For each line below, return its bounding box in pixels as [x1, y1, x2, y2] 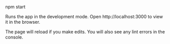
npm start [5, 4, 26, 10]
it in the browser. [5, 19, 41, 25]
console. [5, 34, 24, 40]
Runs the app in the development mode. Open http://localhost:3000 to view [5, 14, 163, 19]
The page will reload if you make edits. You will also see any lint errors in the [5, 29, 165, 34]
